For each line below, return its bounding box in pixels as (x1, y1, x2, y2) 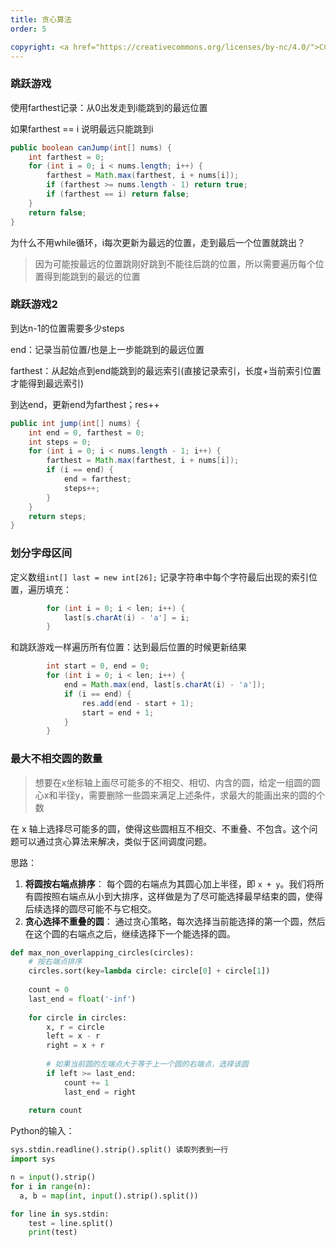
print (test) (28, 1227, 78, 1238)
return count (28, 1106, 83, 1116)
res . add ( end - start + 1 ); (81, 698, 195, 708)
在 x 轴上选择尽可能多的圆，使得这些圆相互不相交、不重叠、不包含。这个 (10, 822, 310, 835)
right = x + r (46, 1041, 105, 1051)
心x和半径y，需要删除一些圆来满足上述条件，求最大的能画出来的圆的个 (34, 789, 326, 801)
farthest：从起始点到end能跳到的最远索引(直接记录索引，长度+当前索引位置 (10, 364, 322, 376)
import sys (10, 1154, 56, 1165)
